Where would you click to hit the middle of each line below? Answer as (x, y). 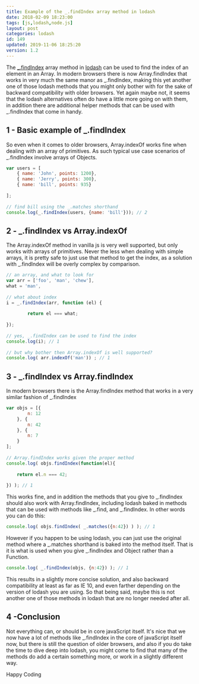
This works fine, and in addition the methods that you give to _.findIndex (94, 497)
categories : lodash (30, 34)
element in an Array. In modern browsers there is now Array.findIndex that (97, 73)
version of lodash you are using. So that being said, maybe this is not (91, 592)
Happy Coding (24, 674)
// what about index (32, 297)
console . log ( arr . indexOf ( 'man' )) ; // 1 (58, 358)
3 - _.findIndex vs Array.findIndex (70, 376)
